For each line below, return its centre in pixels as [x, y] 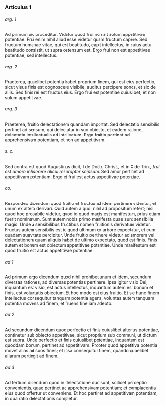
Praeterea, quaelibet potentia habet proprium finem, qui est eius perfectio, [80, 82]
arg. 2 [11, 67]
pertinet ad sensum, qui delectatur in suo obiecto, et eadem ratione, [74, 129]
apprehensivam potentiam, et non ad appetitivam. [55, 140]
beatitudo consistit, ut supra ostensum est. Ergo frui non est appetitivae [78, 50]
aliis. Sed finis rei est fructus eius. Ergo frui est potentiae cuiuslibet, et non [81, 92]
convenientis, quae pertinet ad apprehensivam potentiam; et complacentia [81, 388]
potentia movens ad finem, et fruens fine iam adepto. [59, 303]
